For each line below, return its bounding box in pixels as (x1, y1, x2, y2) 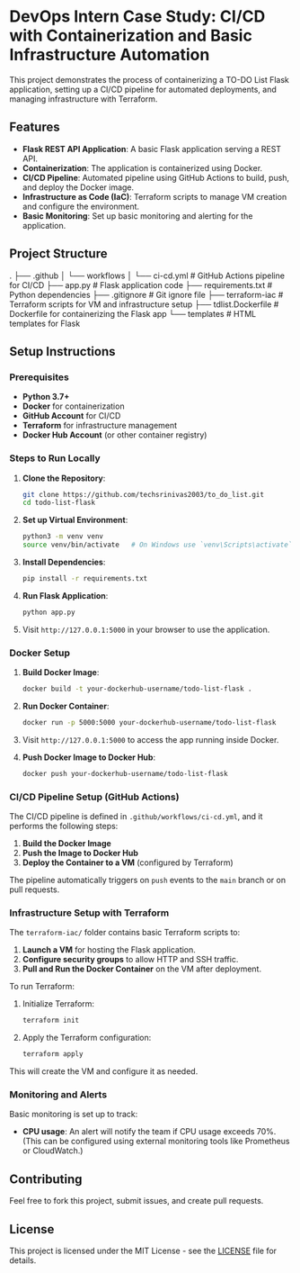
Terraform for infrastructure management (22, 420, 178, 431)
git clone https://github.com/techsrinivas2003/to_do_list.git (22, 490, 265, 499)
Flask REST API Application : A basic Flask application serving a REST (22, 143, 281, 154)
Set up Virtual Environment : (22, 515, 128, 526)
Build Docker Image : (22, 667, 100, 678)
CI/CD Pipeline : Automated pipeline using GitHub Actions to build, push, (22, 172, 290, 183)
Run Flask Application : (22, 590, 109, 600)
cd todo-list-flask (22, 498, 96, 508)
